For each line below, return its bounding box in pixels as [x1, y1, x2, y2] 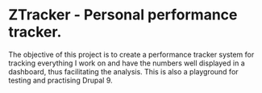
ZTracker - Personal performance [8, 6, 238, 24]
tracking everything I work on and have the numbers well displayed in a [8, 58, 245, 68]
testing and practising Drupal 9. [8, 75, 113, 85]
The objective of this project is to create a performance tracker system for [8, 49, 255, 59]
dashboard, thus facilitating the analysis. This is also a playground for [8, 66, 239, 76]
